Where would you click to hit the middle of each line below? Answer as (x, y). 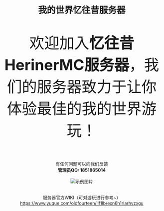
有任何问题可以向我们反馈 (82, 164)
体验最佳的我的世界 (74, 108)
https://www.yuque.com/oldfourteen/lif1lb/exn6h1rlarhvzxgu (82, 203)
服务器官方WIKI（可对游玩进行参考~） (82, 197)
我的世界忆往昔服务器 (82, 10)
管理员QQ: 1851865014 (82, 170)
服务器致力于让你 (96, 87)
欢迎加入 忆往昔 (82, 43)
